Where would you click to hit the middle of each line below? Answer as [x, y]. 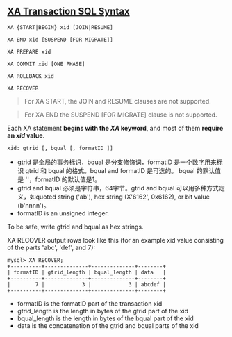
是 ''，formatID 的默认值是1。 [59, 179]
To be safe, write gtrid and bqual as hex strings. [75, 227]
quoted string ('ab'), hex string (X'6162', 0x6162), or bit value [123, 197]
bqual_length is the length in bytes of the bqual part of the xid [106, 318]
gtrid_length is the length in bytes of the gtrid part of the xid [103, 311]
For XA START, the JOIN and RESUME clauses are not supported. [118, 101]
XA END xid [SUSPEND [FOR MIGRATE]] [60, 40]
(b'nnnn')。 [33, 205]
